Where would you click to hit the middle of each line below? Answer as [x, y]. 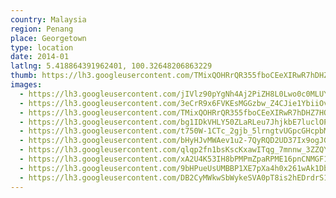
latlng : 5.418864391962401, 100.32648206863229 [111, 66]
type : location [42, 47]
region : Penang [42, 29]
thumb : [24, 76]
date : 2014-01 [40, 57]
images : [26, 85]
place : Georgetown [48, 38]
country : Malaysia [48, 19]
